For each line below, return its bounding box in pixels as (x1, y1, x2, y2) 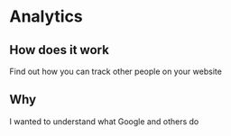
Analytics (9, 6, 83, 27)
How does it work (9, 42, 110, 58)
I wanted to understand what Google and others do (9, 115, 199, 127)
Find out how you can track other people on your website (9, 66, 223, 77)
